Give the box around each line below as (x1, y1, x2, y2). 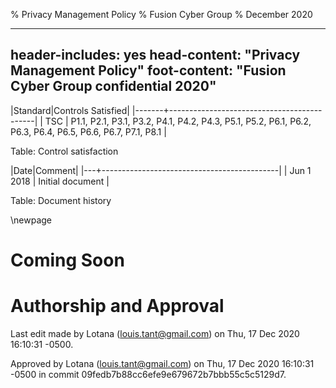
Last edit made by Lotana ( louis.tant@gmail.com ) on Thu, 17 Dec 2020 (10, 327, 300, 339)
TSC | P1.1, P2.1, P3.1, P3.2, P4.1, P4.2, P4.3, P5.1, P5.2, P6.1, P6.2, (44, 115, 312, 127)
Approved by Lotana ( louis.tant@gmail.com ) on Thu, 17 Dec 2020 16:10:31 (10, 357, 315, 369)
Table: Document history (10, 194, 112, 206)
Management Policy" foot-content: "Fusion (10, 62, 287, 79)
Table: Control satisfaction (10, 145, 119, 157)
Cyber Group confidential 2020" (10, 78, 217, 95)
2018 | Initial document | (10, 175, 110, 187)
